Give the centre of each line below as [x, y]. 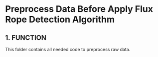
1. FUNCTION [26, 38]
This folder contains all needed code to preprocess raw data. [68, 49]
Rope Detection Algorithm [60, 19]
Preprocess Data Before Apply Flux [79, 9]
